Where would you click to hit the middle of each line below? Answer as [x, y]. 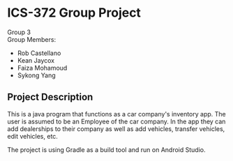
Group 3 [19, 32]
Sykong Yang [36, 75]
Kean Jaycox [36, 60]
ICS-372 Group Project [74, 13]
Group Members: [32, 39]
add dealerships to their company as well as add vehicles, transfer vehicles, [116, 129]
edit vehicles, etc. [32, 136]
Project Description [50, 97]
